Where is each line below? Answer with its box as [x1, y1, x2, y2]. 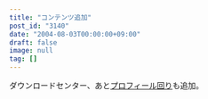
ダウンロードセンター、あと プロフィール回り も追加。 [9, 80, 204, 90]
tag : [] [9, 54, 38, 63]
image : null [9, 46, 53, 55]
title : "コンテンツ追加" [9, 12, 92, 22]
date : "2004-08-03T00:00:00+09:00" [9, 29, 141, 38]
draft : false [9, 37, 58, 47]
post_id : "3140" [9, 21, 69, 30]
